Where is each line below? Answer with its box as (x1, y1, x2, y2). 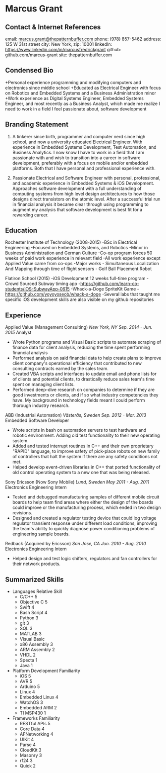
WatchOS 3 (19, 699, 43, 705)
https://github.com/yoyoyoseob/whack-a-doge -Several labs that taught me (5, 291, 160, 297)
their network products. (12, 561, 61, 567)
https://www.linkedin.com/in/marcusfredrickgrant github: (5, 47, 121, 52)
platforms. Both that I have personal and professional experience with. (12, 165, 156, 171)
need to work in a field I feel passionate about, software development (5, 105, 147, 112)
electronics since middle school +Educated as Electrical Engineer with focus (5, 85, 161, 91)
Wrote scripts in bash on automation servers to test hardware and (12, 427, 147, 433)
